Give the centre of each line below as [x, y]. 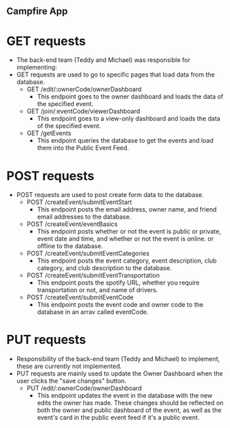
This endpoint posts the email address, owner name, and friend [127, 210]
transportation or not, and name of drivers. [97, 290]
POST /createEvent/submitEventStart [79, 202]
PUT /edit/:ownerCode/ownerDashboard [84, 388]
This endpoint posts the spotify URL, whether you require [118, 283]
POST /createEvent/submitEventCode [80, 297]
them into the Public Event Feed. [83, 148]
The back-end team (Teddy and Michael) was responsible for [103, 60]
